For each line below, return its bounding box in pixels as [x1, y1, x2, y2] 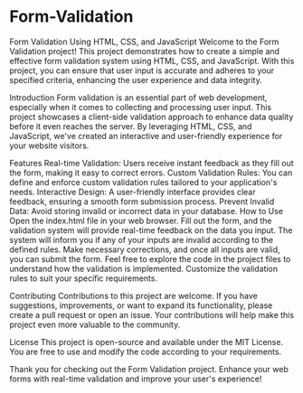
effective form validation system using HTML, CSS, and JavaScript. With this [9, 55, 295, 66]
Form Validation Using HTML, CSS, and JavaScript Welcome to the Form [9, 36, 279, 47]
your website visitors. [9, 140, 90, 151]
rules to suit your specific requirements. [9, 273, 158, 284]
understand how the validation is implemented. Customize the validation [9, 263, 279, 274]
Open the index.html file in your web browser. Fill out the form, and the [9, 215, 273, 226]
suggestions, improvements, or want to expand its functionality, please [9, 300, 273, 311]
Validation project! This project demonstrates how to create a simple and [9, 45, 280, 56]
